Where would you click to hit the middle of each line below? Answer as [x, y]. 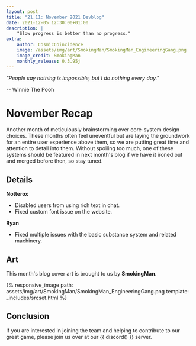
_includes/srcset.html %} [37, 298]
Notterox [17, 194]
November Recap [50, 113]
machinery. [28, 241]
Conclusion [28, 316]
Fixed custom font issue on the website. [63, 212]
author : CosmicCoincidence [50, 45]
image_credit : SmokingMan [49, 56]
